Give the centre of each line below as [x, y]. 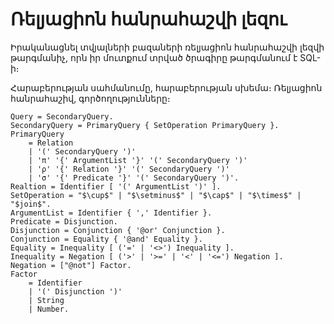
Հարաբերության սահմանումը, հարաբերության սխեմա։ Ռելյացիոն [166, 87]
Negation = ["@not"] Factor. [71, 265]
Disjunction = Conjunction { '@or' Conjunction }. [118, 230]
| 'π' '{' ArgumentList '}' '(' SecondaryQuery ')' [138, 160]
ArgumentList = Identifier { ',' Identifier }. [111, 213]
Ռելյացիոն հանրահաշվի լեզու [148, 19]
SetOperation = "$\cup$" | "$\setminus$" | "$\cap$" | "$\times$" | [156, 195]
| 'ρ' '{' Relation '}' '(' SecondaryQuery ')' [129, 169]
